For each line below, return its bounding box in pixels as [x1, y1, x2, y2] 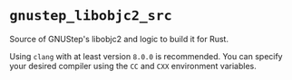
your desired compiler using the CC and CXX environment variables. [9, 60, 257, 71]
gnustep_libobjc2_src [9, 7, 172, 24]
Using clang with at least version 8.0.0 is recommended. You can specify [9, 50, 283, 61]
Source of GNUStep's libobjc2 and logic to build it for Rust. [9, 33, 229, 44]
